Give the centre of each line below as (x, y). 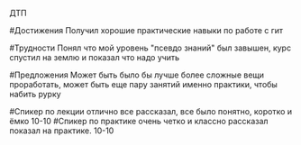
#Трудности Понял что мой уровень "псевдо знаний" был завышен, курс (150, 48)
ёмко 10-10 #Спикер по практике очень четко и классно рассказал (139, 121)
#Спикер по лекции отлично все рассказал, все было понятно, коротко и (151, 111)
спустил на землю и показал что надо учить (95, 57)
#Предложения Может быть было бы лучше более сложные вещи (137, 75)
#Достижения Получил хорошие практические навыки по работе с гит (146, 30)
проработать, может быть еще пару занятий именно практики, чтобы (143, 84)
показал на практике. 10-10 (62, 131)
